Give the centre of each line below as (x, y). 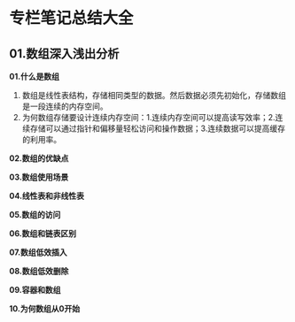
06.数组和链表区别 (43, 234)
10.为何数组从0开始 (45, 309)
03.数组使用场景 (39, 177)
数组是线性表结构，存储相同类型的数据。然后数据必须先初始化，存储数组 (154, 95)
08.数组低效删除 (39, 271)
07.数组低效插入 (39, 252)
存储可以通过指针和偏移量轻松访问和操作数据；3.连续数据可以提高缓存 (158, 128)
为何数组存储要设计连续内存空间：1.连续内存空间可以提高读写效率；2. (149, 117)
